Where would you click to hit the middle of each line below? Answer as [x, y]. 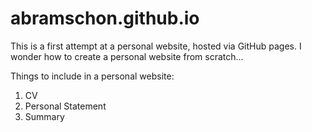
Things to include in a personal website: [92, 76]
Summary [44, 116]
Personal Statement [65, 106]
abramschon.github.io [105, 18]
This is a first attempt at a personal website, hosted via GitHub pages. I [156, 46]
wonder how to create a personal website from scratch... [127, 56]
